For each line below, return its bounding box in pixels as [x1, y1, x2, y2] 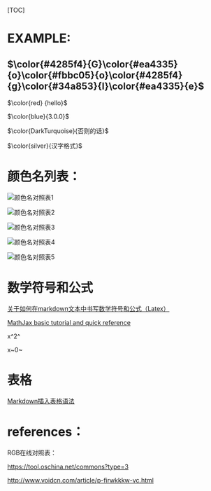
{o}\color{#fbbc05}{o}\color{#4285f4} [7, 69, 183, 81]
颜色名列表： [7, 169, 82, 185]
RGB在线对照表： [7, 448, 57, 457]
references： [7, 424, 85, 440]
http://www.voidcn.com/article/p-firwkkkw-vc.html [7, 476, 154, 484]
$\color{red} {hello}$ [7, 99, 68, 107]
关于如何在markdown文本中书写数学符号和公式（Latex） [7, 304, 170, 312]
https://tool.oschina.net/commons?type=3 [7, 462, 129, 471]
